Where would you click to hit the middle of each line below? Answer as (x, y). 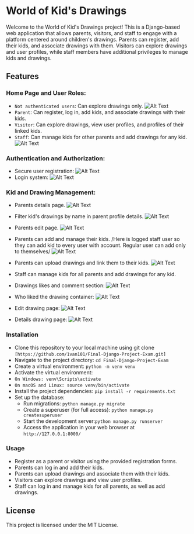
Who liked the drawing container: (54, 297)
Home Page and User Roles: (46, 93)
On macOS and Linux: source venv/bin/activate (72, 385)
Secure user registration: (44, 171)
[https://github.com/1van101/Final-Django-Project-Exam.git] (90, 354)
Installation (22, 335)
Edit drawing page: (37, 308)
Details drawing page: (41, 319)
